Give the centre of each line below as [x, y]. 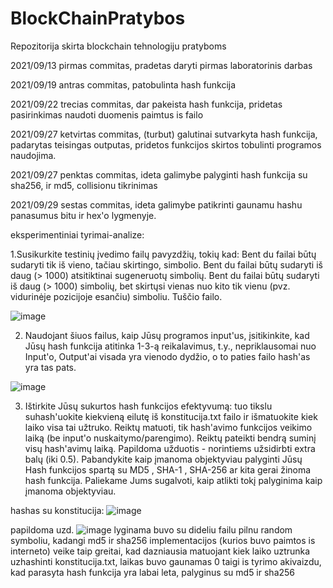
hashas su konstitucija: [57, 510]
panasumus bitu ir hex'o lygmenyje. [83, 215]
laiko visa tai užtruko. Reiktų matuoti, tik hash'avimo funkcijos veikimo [168, 427]
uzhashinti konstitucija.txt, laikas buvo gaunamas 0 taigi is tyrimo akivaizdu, [166, 561]
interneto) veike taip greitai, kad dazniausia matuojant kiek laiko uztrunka [160, 551]
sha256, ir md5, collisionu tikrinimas [84, 185]
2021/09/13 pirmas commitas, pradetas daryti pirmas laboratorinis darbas [161, 65]
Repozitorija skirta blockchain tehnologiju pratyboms [118, 46]
